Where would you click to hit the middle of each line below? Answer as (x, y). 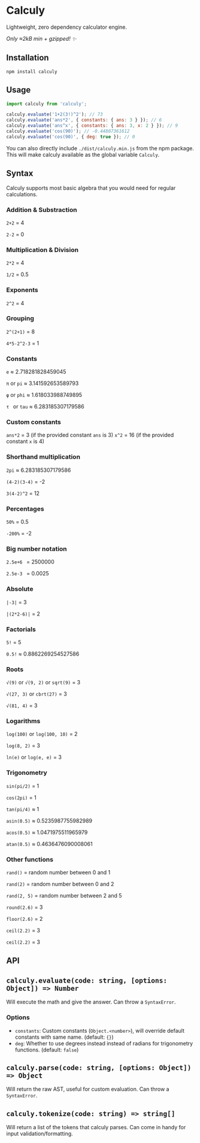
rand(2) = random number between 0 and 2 (60, 884)
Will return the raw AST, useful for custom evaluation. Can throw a (88, 1089)
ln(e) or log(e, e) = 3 (34, 757)
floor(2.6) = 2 (25, 919)
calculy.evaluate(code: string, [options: (87, 980)
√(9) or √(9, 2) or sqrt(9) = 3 (43, 683)
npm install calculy (32, 72)
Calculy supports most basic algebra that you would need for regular (91, 188)
